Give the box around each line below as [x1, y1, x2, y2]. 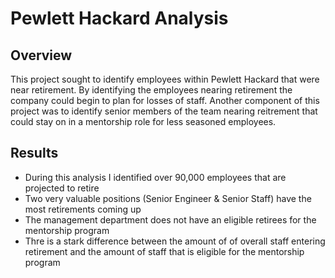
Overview [10, 47, 73, 64]
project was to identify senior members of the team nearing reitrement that [10, 105, 318, 117]
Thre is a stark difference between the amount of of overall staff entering [24, 235, 326, 247]
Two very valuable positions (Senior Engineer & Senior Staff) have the [24, 192, 312, 204]
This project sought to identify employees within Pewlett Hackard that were [10, 73, 320, 85]
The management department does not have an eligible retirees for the [24, 213, 317, 226]
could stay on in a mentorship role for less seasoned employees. [10, 116, 277, 127]
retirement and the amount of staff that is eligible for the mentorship [24, 245, 305, 257]
